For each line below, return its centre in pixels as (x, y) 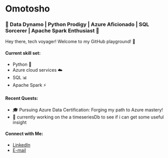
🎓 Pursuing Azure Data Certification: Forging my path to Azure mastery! (88, 110)
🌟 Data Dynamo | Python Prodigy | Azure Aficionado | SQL (77, 25)
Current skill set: (23, 53)
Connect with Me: (24, 134)
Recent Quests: (22, 98)
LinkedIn (21, 145)
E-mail (19, 150)
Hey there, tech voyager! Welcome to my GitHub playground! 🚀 (70, 42)
